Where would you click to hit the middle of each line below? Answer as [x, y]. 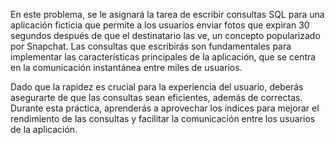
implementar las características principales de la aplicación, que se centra [163, 57]
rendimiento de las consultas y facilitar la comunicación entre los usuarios [163, 118]
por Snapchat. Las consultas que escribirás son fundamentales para [151, 46]
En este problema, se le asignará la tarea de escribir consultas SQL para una [167, 14]
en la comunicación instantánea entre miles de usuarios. [126, 67]
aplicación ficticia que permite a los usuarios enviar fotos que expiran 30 [160, 25]
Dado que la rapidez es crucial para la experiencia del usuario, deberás [157, 87]
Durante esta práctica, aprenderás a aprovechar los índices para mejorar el [165, 108]
